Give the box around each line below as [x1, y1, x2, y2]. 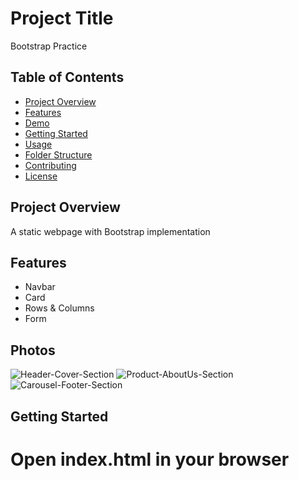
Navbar [24, 281, 56, 293]
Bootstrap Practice [10, 40, 88, 52]
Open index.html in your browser [10, 448, 290, 471]
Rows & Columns [24, 302, 95, 314]
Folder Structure [24, 148, 93, 161]
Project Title [10, 7, 114, 30]
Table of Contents [10, 69, 125, 86]
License [24, 170, 58, 182]
